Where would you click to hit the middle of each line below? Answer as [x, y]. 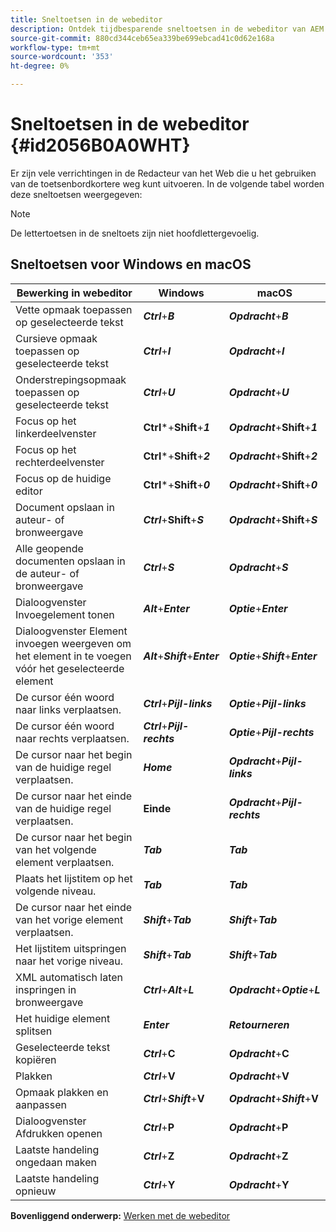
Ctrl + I [157, 351]
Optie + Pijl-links [267, 703]
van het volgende [56, 849]
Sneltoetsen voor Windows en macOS [131, 264]
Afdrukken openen [59, 1133]
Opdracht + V [259, 1076]
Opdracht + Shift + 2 [273, 456]
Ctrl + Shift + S [173, 519]
